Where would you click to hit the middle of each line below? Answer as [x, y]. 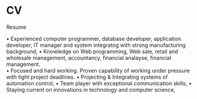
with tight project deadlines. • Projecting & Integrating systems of [87, 77]
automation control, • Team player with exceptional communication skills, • [99, 83]
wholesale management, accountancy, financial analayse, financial [89, 58]
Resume [17, 27]
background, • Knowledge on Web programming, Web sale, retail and [92, 51]
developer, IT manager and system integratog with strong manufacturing [96, 45]
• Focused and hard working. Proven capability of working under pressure [98, 70]
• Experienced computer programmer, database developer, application [94, 38]
